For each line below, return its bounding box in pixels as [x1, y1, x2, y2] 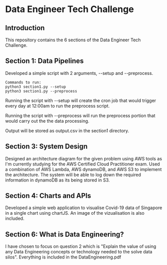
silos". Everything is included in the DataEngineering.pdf [5, 254, 121, 260]
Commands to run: [5, 79, 42, 85]
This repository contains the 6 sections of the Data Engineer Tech [5, 37, 141, 43]
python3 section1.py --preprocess [5, 89, 78, 94]
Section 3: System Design [5, 142, 88, 151]
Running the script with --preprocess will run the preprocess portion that [5, 112, 155, 119]
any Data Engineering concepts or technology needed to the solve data [5, 249, 152, 255]
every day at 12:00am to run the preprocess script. [5, 103, 110, 109]
